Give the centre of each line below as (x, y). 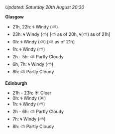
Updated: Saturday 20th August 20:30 (45, 7)
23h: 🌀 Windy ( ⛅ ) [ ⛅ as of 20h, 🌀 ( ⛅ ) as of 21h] (61, 34)
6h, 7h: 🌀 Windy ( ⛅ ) (33, 64)
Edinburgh (16, 83)
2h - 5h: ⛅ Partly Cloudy (38, 57)
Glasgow (14, 17)
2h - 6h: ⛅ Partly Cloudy (38, 111)
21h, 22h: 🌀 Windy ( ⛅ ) (35, 27)
